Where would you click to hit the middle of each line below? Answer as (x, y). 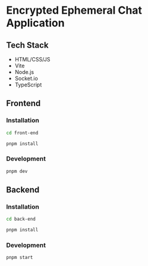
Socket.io (26, 78)
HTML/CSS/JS (32, 59)
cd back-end (21, 219)
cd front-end (22, 133)
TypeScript (28, 85)
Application (35, 23)
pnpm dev (17, 171)
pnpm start (20, 258)
